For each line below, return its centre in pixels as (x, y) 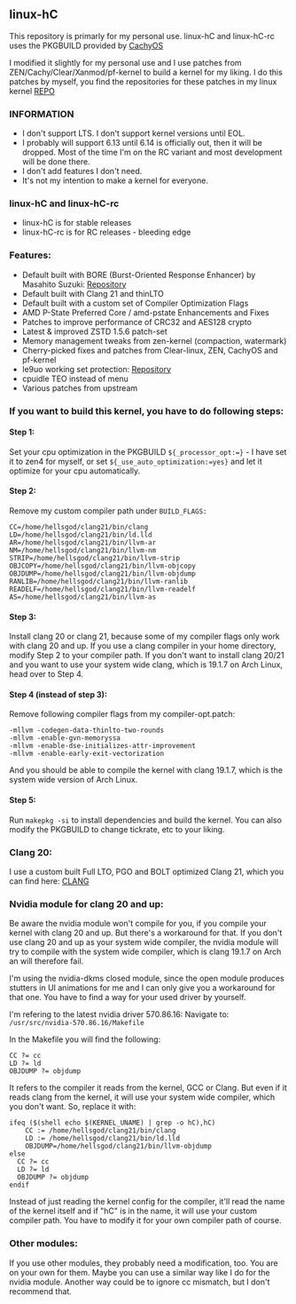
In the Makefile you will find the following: (85, 1039)
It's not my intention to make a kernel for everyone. (115, 180)
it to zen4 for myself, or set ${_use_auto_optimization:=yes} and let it (136, 461)
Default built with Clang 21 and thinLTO (93, 293)
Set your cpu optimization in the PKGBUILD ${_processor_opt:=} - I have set (148, 451)
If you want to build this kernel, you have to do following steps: (147, 410)
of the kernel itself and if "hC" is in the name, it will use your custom (133, 1211)
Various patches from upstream (80, 388)
